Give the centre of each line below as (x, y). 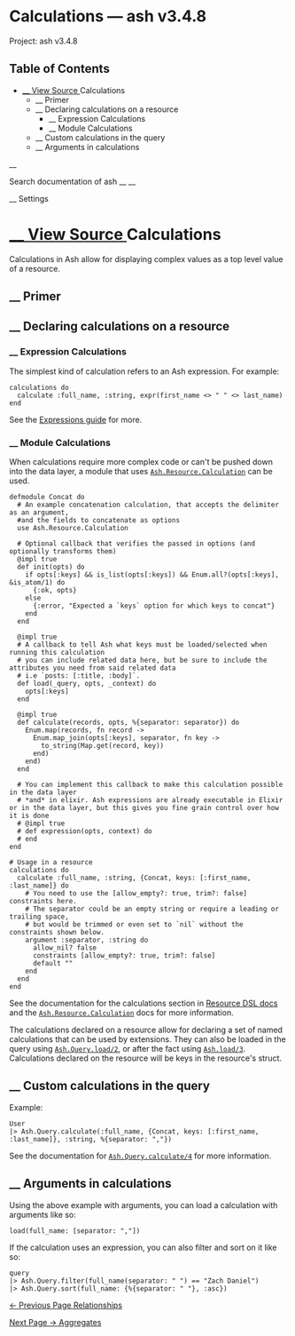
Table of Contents (60, 69)
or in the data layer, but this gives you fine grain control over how (144, 808)
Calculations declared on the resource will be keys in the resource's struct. (145, 1058)
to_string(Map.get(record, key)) (103, 746)
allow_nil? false (65, 948)
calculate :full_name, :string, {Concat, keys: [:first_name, (134, 878)
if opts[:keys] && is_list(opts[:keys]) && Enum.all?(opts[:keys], (152, 575)
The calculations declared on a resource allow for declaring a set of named (146, 1030)
